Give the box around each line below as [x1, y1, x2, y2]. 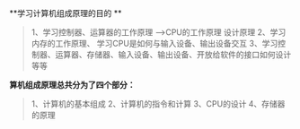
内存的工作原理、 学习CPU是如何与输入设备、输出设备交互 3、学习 [31, 39, 278, 48]
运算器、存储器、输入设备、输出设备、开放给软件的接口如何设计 [55, 49, 292, 60]
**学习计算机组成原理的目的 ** [9, 8, 122, 18]
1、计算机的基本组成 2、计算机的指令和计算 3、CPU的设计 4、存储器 [31, 99, 286, 109]
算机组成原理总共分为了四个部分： [9, 80, 136, 90]
